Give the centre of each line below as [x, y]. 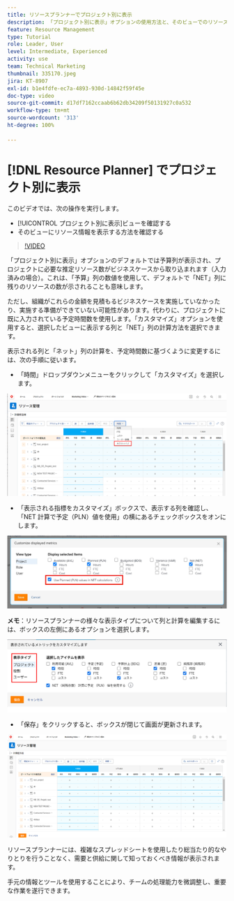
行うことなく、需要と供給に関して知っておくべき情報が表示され [123, 858]
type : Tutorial [29, 37]
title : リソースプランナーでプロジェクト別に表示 [70, 15]
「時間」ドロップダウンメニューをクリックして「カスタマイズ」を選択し [121, 374]
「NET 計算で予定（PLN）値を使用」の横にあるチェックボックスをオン [119, 517]
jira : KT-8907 [28, 81]
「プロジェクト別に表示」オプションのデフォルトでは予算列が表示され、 [111, 260]
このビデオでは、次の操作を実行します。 [65, 208]
